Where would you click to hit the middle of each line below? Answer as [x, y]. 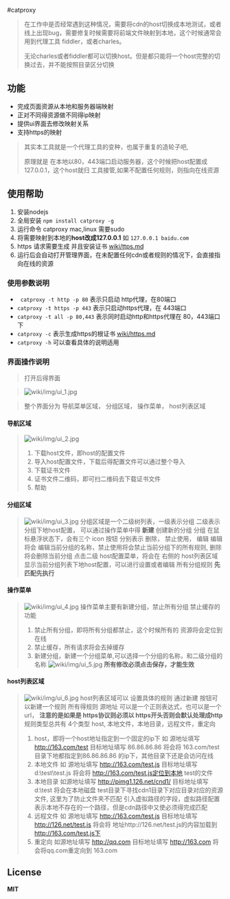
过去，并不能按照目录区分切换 [72, 64]
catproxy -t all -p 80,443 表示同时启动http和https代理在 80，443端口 [119, 316]
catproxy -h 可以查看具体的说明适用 [68, 342]
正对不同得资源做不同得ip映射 [59, 115]
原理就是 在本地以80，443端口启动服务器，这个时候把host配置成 [116, 161]
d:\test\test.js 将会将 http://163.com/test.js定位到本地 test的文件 [124, 773]
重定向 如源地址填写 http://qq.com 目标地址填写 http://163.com [123, 842]
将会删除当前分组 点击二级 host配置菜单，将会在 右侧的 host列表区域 [121, 556]
